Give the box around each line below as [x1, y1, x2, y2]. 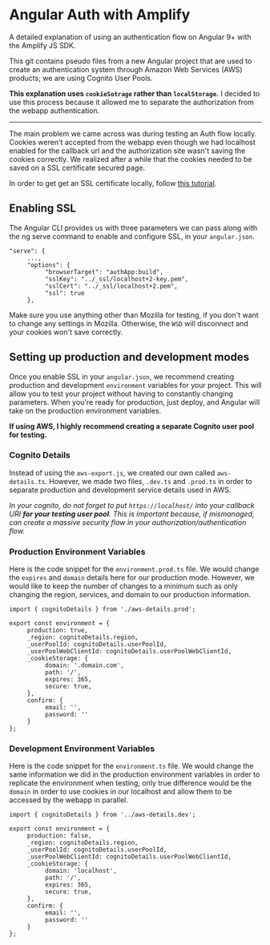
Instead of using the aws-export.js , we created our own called [9, 467, 216, 478]
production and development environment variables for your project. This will [9, 380, 262, 390]
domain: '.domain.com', [44, 661, 125, 670]
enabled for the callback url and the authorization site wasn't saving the [9, 146, 246, 155]
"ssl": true [44, 289, 85, 297]
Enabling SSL [9, 202, 77, 216]
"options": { [26, 260, 71, 269]
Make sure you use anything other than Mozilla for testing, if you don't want [9, 310, 259, 320]
